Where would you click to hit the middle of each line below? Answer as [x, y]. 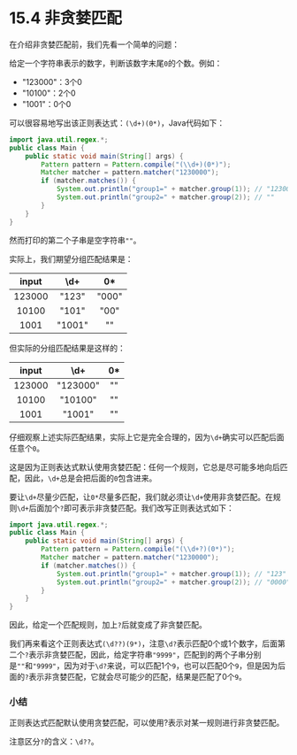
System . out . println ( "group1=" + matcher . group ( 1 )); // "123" [171, 574]
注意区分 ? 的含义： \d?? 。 [54, 742]
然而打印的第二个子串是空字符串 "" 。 [75, 240]
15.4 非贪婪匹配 [65, 18]
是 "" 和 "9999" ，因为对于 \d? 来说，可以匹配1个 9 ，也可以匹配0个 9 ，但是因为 [144, 666]
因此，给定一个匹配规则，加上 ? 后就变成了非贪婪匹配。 [108, 625]
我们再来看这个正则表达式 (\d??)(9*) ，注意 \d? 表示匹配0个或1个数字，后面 [144, 643]
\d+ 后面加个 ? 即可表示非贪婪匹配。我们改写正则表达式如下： [126, 508]
